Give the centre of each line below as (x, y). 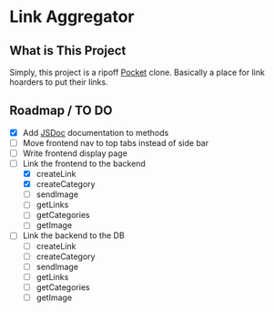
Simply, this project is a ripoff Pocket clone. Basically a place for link (137, 72)
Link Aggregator (72, 17)
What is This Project (68, 51)
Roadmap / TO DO (61, 111)
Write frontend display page (75, 153)
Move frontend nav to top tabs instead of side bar (116, 142)
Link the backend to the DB (73, 235)
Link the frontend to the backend (84, 163)
